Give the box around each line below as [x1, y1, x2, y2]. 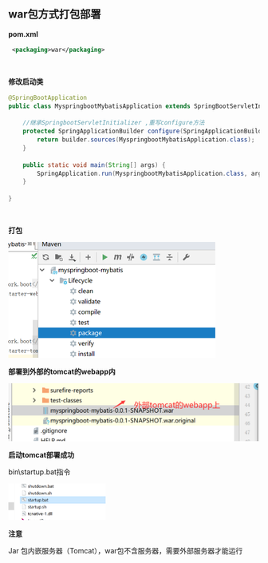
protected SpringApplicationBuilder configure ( [22, 127, 183, 136]
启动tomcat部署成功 [8, 450, 74, 459]
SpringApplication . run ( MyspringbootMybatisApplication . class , [37, 169, 248, 177]
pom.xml [8, 29, 38, 38]
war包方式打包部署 [8, 7, 101, 22]
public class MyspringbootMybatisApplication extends [8, 102, 191, 110]
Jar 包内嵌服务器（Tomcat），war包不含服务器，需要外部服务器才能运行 [8, 545, 243, 555]
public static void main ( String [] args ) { [22, 161, 166, 169]
